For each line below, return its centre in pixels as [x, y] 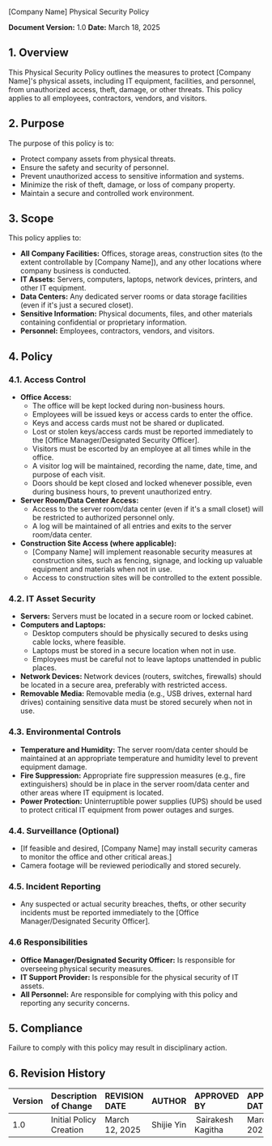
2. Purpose [36, 123]
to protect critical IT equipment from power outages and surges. [127, 809]
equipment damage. [53, 766]
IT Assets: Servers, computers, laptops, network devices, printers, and [138, 279]
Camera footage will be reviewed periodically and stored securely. [130, 866]
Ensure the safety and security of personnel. [94, 167]
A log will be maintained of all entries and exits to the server [132, 526]
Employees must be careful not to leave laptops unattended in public [147, 660]
